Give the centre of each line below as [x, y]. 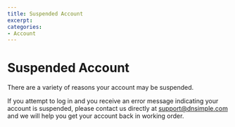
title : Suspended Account [45, 14]
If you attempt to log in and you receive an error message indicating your [113, 101]
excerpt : [20, 20]
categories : [25, 27]
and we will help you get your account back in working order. [96, 116]
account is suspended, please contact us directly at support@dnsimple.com [118, 109]
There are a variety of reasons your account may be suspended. [101, 88]
